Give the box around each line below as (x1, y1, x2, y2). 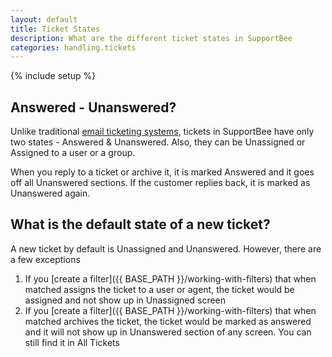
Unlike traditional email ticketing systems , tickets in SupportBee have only (10, 126, 315, 138)
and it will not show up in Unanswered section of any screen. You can (24, 326, 312, 338)
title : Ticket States (10, 24, 101, 34)
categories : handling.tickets (10, 42, 137, 53)
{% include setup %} (10, 70, 97, 82)
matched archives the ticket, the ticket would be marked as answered (24, 315, 312, 327)
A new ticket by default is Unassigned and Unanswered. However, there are (10, 242, 322, 255)
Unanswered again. (10, 187, 91, 200)
